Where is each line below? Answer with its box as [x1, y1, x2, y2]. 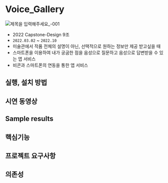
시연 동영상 [5, 97, 38, 105]
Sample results [5, 114, 54, 123]
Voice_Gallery [5, 4, 65, 15]
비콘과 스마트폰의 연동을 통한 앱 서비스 [12, 62, 88, 68]
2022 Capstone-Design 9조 [12, 31, 70, 37]
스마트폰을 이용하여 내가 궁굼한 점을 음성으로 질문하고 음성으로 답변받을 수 [12, 49, 158, 55]
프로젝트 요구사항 [5, 151, 56, 160]
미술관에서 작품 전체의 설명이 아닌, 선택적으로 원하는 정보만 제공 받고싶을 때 [12, 43, 161, 49]
